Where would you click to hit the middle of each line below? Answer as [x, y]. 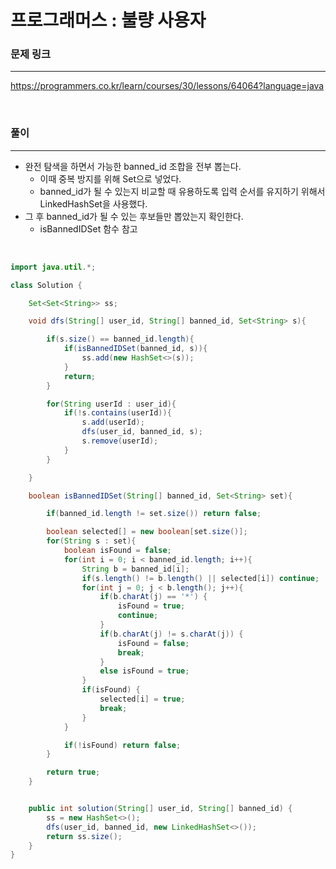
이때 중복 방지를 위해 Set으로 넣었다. [110, 178]
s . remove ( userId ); [120, 441]
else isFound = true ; [144, 671]
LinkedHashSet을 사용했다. [93, 203]
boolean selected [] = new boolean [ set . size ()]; [147, 532]
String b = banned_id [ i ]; [135, 569]
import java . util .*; [53, 267]
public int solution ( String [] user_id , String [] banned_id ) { [160, 809]
